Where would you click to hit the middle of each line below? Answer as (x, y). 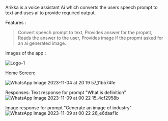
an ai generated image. (42, 43)
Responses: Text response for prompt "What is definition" (66, 93)
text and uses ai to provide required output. (51, 13)
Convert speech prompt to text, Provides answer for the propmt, (85, 32)
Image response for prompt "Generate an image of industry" (69, 108)
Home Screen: (20, 73)
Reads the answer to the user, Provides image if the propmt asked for (90, 38)
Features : (16, 23)
